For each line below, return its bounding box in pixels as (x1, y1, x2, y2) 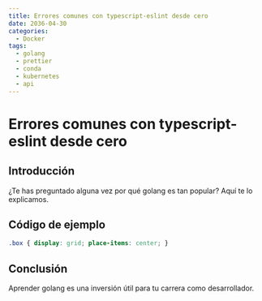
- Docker (15, 34, 45, 43)
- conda (15, 65, 42, 73)
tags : (8, 42, 27, 50)
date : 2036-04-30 (8, 19, 67, 28)
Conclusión (8, 261, 68, 276)
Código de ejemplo (8, 217, 105, 231)
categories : (8, 27, 49, 35)
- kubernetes (15, 72, 60, 80)
